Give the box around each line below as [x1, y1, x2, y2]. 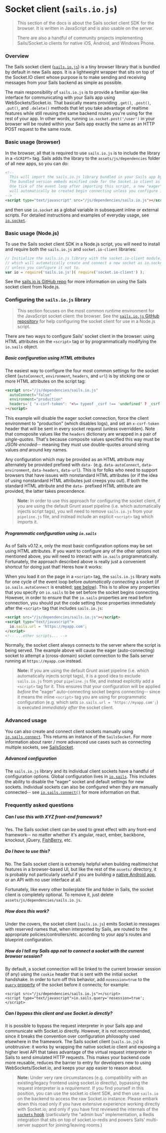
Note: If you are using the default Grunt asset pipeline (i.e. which [17, 668, 149, 674]
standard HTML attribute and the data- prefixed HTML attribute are [5, 483, 142, 489]
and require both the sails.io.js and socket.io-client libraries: [5, 246, 137, 252]
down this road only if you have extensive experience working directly [17, 1101, 160, 1107]
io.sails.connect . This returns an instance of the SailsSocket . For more [5, 734, 152, 740]
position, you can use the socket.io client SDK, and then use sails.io [17, 1090, 159, 1096]
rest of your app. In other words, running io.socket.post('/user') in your [5, 116, 155, 122]
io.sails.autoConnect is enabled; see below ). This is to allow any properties [5, 584, 160, 590]
